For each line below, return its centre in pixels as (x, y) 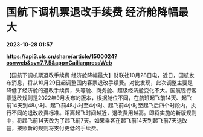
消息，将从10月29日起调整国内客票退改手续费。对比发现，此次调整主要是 (102, 83)
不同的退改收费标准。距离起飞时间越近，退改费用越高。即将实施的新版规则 (104, 113)
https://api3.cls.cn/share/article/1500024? (62, 56)
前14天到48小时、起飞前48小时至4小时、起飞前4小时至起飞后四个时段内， (99, 105)
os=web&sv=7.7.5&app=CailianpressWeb (59, 62)
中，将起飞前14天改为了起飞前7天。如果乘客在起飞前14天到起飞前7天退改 (97, 120)
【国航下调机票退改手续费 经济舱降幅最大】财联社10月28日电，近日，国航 (98, 75)
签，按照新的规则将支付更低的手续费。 (54, 128)
